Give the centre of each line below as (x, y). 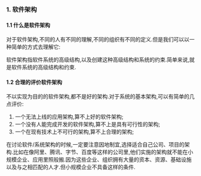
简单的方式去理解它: (36, 47)
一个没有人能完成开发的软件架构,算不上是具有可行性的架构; (88, 124)
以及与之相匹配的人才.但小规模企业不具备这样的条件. (71, 167)
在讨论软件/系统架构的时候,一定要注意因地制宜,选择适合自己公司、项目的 (95, 145)
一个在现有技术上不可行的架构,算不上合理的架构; (74, 132)
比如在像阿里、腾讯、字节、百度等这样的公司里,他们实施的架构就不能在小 (103, 152)
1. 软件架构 (22, 9)
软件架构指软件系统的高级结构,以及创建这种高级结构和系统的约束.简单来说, (98, 60)
